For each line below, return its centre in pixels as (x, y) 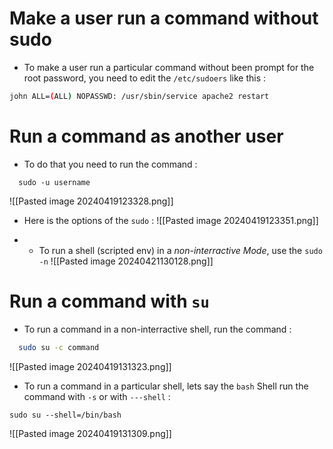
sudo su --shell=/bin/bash (65, 415)
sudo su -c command (59, 347)
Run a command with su (109, 301)
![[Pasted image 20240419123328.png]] (91, 201)
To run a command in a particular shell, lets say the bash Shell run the (166, 386)
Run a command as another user (146, 136)
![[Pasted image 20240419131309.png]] (90, 433)
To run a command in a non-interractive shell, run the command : (157, 329)
